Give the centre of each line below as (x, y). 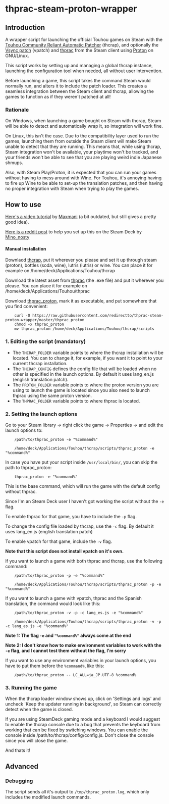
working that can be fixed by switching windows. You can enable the (77, 730)
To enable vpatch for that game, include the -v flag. (59, 541)
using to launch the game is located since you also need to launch (81, 390)
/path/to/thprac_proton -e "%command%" (56, 439)
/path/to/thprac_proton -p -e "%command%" (60, 575)
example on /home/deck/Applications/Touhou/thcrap (60, 271)
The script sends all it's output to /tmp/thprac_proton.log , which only (77, 791)
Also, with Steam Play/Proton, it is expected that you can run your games (81, 173)
